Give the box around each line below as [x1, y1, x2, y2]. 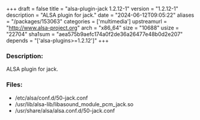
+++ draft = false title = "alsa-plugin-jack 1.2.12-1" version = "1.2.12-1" [6, 5, 179, 12]
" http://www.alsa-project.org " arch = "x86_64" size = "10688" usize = [6, 24, 179, 31]
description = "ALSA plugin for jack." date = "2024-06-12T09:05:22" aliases [6, 11, 195, 19]
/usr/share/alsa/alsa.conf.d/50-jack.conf [14, 107, 115, 114]
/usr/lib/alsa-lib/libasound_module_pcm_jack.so [14, 100, 134, 107]
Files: [6, 80, 23, 89]
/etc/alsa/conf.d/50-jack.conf [14, 94, 88, 101]
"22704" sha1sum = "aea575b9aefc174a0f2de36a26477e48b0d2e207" [6, 31, 183, 38]
